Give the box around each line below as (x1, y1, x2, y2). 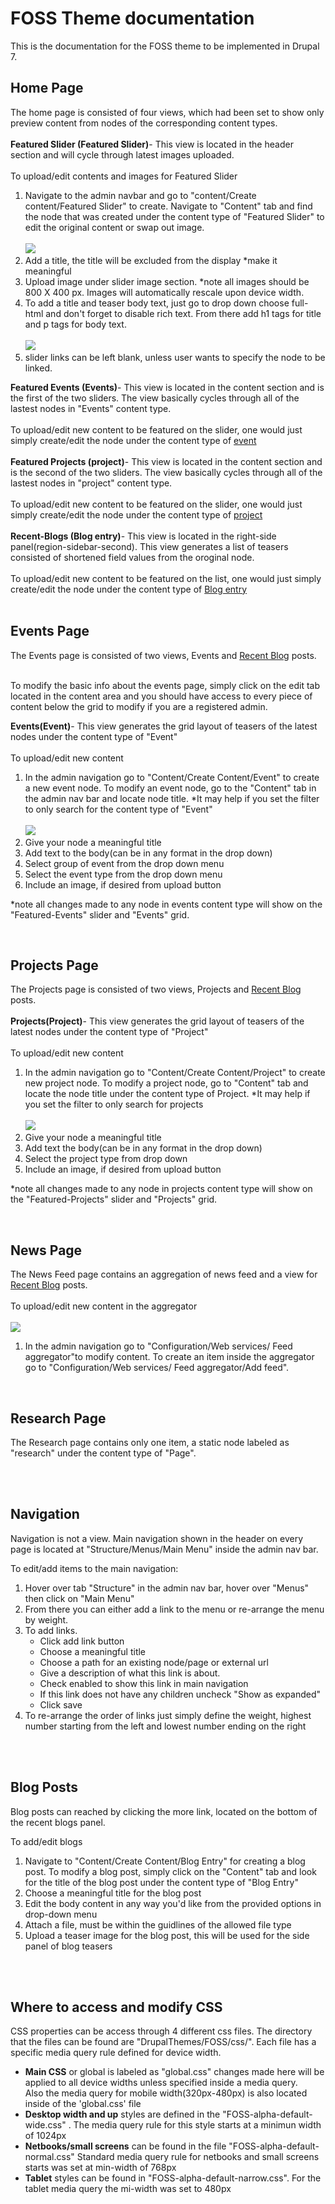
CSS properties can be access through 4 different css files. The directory (10, 2025, 313, 2037)
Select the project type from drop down (24, 1153, 188, 1165)
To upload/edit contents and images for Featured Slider (10, 170, 238, 182)
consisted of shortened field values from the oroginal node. (10, 551, 255, 563)
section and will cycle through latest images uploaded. (10, 148, 235, 161)
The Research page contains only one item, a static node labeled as (10, 1437, 290, 1448)
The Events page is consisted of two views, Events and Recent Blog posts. (10, 649, 317, 661)
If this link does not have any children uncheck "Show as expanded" (39, 1688, 322, 1700)
